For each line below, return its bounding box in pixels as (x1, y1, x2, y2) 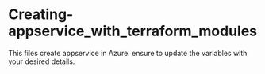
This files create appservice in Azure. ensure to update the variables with (8, 48, 248, 57)
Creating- (8, 6, 74, 24)
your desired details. (8, 57, 75, 66)
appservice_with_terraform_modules (8, 22, 258, 40)
